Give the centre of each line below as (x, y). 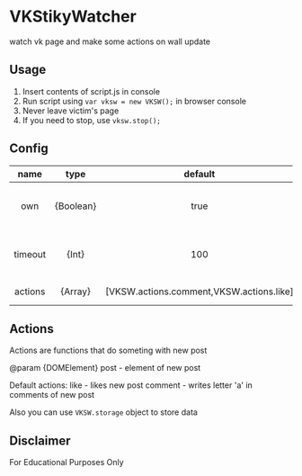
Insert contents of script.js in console (91, 91)
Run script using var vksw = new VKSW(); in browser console (134, 101)
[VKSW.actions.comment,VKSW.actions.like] (199, 292)
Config (29, 149)
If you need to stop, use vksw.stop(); (92, 120)
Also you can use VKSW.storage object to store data (103, 412)
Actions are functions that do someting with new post (108, 350)
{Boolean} (75, 206)
